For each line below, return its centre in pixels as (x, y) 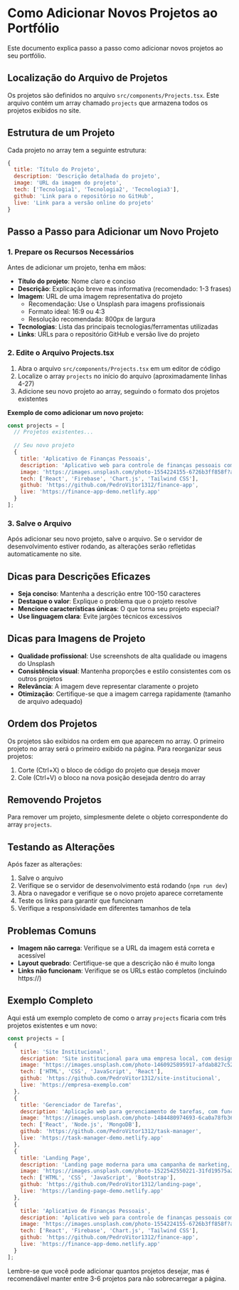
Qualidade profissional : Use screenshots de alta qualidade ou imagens (122, 656)
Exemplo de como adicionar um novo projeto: (76, 412)
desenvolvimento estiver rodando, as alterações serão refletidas (102, 546)
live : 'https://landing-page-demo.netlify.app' (92, 1191)
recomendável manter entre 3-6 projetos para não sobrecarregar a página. (117, 1279)
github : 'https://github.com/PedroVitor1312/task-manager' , (111, 1132)
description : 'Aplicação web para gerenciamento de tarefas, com (119, 1111)
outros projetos (40, 678)
